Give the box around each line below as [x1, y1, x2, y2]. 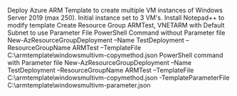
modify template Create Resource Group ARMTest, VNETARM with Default [7, 21, 225, 29]
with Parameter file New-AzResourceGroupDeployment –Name [7, 59, 192, 66]
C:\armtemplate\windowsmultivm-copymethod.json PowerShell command [7, 51, 223, 59]
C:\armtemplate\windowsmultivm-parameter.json [7, 81, 151, 89]
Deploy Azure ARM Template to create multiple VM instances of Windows [7, 6, 223, 14]
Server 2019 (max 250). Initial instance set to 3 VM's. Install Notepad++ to [7, 13, 225, 22]
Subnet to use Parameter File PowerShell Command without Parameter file [7, 28, 226, 37]
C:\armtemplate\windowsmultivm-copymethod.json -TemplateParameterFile [7, 73, 230, 82]
